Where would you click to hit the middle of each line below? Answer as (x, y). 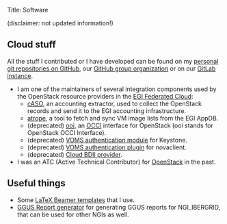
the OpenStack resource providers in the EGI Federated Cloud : (105, 96)
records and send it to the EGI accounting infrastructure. (107, 111)
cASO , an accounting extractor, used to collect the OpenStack (114, 103)
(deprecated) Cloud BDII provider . (75, 154)
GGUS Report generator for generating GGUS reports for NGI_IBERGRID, (119, 207)
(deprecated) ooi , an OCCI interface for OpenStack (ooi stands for (120, 125)
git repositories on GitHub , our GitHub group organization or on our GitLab (111, 69)
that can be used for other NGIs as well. (73, 214)
